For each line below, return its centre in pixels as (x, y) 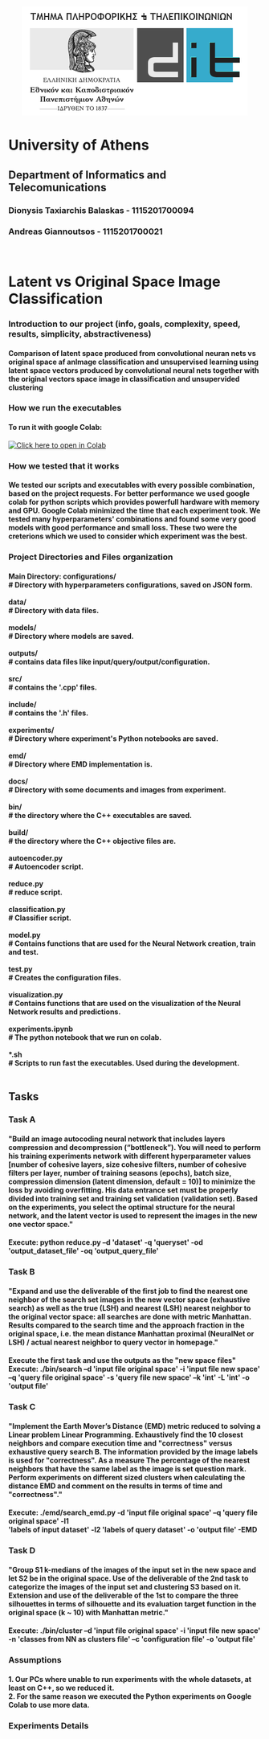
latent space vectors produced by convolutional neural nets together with (134, 370)
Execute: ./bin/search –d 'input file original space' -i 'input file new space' (134, 1369)
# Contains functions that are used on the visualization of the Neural (124, 1003)
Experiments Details (49, 1725)
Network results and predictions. (65, 1012)
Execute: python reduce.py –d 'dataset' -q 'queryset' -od (106, 1242)
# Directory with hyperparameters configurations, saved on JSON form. (130, 584)
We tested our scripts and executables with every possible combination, (132, 485)
